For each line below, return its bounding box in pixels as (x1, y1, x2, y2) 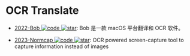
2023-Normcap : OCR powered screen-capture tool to (14, 36, 184, 43)
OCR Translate (5, 4, 79, 17)
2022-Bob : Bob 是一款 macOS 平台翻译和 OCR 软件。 (14, 24, 184, 31)
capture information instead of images (14, 43, 109, 50)
